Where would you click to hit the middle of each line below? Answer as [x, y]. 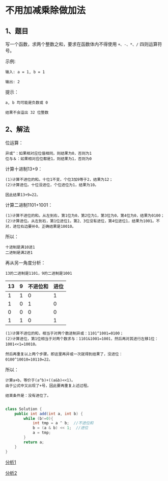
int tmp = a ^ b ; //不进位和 [63, 423]
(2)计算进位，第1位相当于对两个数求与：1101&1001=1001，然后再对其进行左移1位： [82, 339]
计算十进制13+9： [24, 169]
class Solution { [24, 409]
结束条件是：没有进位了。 [28, 395]
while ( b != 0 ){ [38, 418]
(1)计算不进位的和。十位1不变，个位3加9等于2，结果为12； [59, 179]
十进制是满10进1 [20, 247]
